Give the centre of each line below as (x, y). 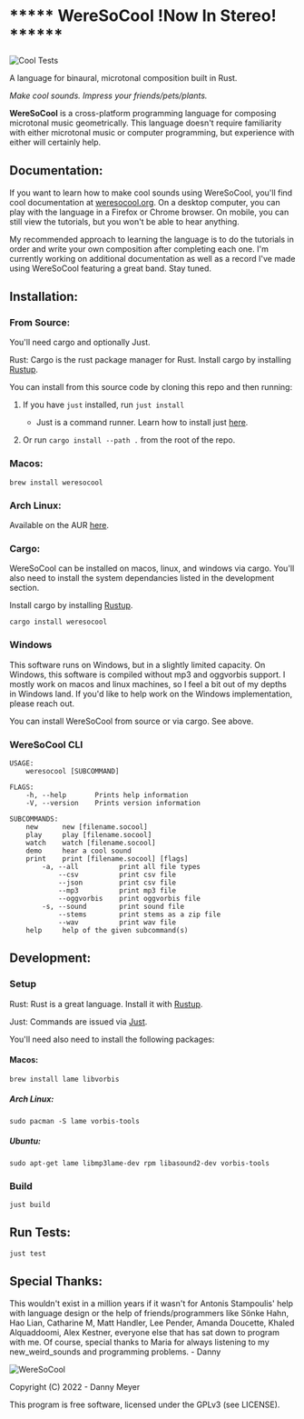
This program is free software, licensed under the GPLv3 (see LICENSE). (145, 1404)
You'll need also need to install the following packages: (112, 1039)
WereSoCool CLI (46, 744)
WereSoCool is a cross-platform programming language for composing (143, 113)
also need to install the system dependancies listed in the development (142, 578)
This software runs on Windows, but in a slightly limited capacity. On (137, 665)
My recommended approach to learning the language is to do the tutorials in (152, 239)
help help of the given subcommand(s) (107, 930)
